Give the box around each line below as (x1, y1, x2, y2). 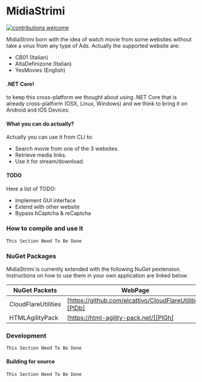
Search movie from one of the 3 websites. (14, 145, 119, 153)
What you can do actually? (6, 120, 75, 127)
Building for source (6, 358, 55, 365)
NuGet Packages (6, 252, 57, 260)
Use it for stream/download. (14, 158, 85, 165)
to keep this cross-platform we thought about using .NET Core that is (6, 94, 177, 101)
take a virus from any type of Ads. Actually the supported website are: (6, 42, 180, 49)
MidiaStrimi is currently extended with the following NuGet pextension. (6, 265, 182, 273)
